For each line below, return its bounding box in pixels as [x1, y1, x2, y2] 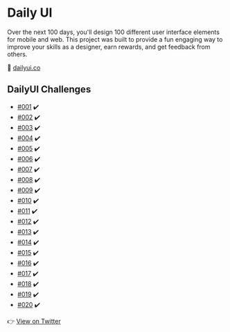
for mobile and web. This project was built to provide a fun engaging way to [7, 35, 223, 43]
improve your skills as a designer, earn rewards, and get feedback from [7, 42, 211, 51]
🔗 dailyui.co [7, 63, 41, 72]
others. [7, 50, 28, 58]
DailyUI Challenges [7, 83, 91, 95]
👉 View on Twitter [7, 317, 61, 325]
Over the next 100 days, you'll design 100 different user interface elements [7, 28, 220, 36]
